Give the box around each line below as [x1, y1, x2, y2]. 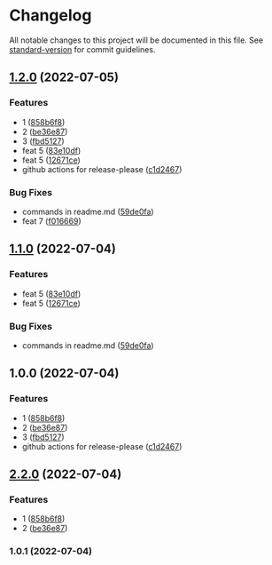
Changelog [9, 5, 92, 26]
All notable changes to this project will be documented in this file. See [9, 35, 264, 45]
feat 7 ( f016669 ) [21, 215, 82, 227]
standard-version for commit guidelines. [9, 44, 156, 54]
